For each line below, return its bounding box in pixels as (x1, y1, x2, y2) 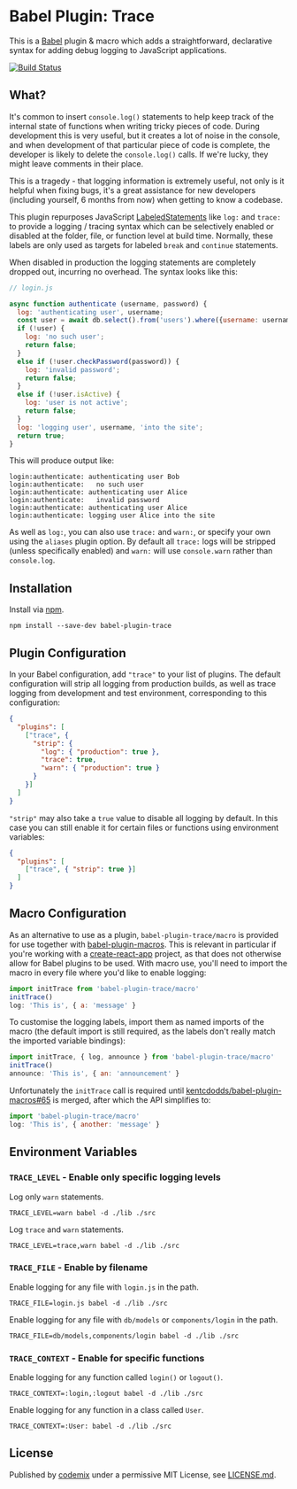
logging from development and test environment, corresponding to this (9, 688, 268, 698)
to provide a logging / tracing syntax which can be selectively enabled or (9, 221, 274, 231)
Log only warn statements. (9, 1191, 104, 1202)
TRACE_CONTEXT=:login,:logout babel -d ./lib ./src (9, 1389, 203, 1399)
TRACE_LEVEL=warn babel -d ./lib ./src (9, 1208, 156, 1217)
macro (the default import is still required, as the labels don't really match (9, 1026, 276, 1037)
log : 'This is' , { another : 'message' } (9, 1120, 161, 1128)
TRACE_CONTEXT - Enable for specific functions (9, 1352, 205, 1364)
